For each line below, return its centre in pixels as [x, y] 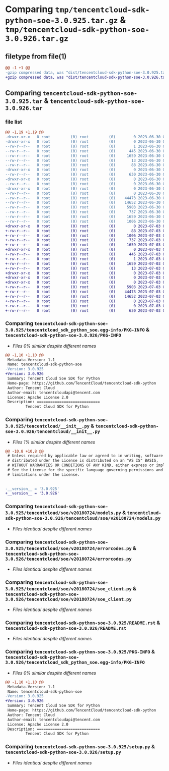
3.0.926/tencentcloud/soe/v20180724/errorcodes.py [68, 559]
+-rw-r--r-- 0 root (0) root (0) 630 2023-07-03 [83, 311]
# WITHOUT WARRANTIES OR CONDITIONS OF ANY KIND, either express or [81, 465]
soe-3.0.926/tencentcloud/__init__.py [53, 432]
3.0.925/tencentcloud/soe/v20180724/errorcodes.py [68, 548]
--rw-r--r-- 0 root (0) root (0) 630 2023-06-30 [83, 175]
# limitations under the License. [44, 475]
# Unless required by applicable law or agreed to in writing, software [85, 456]
